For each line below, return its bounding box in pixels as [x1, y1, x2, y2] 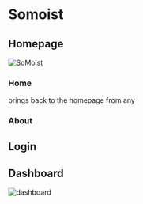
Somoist [8, 6, 64, 24]
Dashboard [8, 167, 64, 179]
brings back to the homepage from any [8, 96, 136, 105]
